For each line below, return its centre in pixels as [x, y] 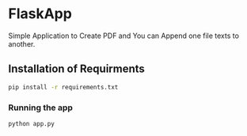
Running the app [41, 108]
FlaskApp [40, 14]
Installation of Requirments [76, 69]
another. [22, 43]
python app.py [32, 123]
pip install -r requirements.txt [63, 87]
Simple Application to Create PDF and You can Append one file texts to [124, 36]
